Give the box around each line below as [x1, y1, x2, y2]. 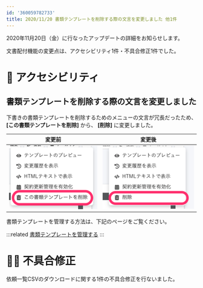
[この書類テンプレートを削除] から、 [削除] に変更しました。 [6, 121, 156, 128]
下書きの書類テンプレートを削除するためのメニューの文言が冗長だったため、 [6, 114, 197, 121]
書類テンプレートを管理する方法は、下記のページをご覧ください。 [6, 218, 170, 225]
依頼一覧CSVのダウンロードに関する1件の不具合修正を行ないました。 [6, 275, 178, 283]
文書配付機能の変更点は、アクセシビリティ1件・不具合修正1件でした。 [6, 47, 179, 54]
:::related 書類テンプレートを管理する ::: [6, 231, 105, 238]
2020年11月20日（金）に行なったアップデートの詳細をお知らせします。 [6, 34, 183, 42]
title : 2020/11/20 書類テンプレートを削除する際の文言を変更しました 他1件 [6, 16, 177, 22]
